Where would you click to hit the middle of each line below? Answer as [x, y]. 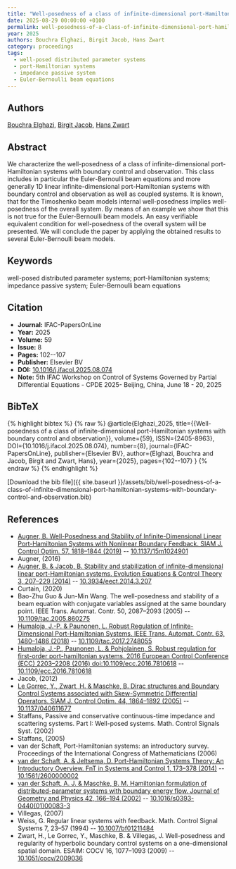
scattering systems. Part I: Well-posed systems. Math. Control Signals [118, 724]
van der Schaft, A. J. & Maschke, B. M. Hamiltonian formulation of [112, 784]
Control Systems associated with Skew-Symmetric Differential [107, 694]
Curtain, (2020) [40, 588]
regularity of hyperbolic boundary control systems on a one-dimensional [123, 844]
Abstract [27, 147]
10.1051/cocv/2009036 [50, 858]
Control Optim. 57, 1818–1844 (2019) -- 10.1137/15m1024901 [103, 551]
